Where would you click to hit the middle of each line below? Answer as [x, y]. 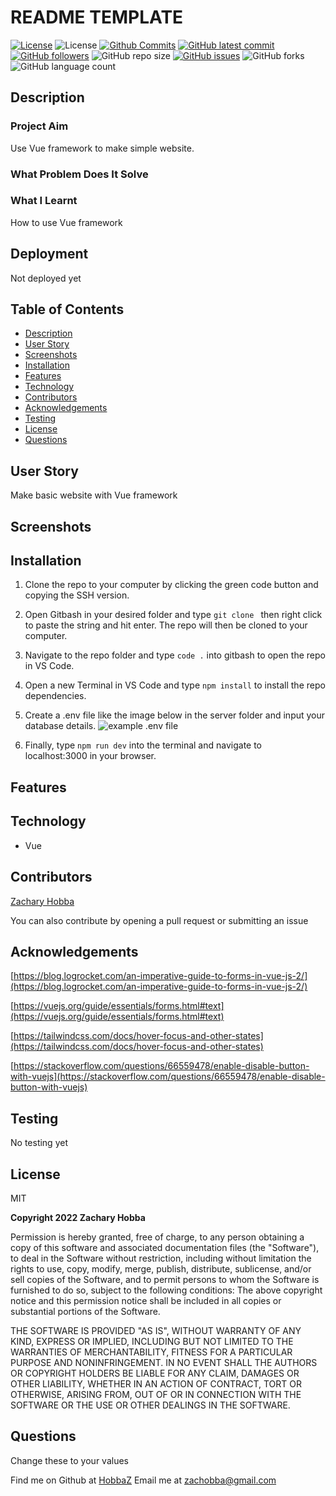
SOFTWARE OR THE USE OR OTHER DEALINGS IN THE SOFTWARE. [150, 1405]
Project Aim [39, 126]
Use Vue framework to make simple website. [102, 148]
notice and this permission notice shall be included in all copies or [146, 1300]
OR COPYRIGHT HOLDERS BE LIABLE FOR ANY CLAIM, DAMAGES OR [155, 1373]
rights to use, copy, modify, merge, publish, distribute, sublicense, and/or [161, 1268]
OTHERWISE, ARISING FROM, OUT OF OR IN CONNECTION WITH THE [156, 1394]
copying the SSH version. [77, 595]
